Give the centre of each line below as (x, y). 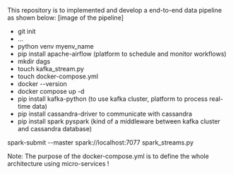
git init (26, 31)
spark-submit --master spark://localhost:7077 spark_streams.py (101, 143)
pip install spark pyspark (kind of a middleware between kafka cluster (119, 121)
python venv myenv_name (55, 46)
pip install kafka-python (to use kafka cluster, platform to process (113, 99)
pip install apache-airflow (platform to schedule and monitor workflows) (122, 54)
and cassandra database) (55, 129)
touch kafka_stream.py (51, 69)
